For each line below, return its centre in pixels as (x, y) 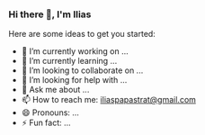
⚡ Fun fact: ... (46, 123)
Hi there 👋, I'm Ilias (50, 14)
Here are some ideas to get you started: (82, 34)
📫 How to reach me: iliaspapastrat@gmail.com (109, 100)
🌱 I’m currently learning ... (69, 61)
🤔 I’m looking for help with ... (74, 80)
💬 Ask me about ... (55, 90)
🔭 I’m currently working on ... (75, 51)
